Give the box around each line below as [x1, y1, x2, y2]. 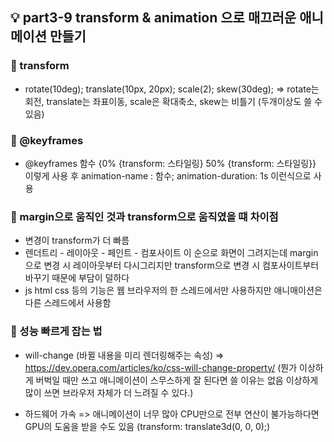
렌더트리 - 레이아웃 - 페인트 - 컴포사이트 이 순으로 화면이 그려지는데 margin [24, 247, 319, 259]
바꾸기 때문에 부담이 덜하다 [24, 272, 130, 284]
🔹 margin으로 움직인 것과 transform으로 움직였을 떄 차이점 [10, 209, 279, 223]
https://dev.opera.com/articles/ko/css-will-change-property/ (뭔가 [24, 361, 298, 373]
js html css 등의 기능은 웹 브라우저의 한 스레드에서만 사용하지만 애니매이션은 [24, 284, 323, 297]
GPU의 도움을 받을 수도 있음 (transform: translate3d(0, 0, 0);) [24, 420, 271, 432]
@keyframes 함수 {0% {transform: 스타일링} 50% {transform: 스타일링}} [24, 157, 317, 169]
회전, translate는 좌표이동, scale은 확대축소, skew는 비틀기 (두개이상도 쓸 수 [24, 95, 323, 107]
